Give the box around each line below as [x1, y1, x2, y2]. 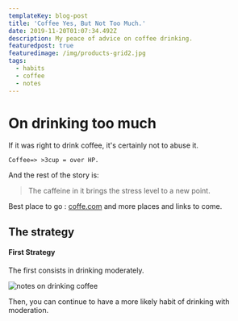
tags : [8, 57, 27, 65]
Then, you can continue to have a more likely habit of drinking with [8, 297, 230, 306]
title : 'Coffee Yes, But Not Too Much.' [8, 19, 147, 27]
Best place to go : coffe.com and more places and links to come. [8, 202, 223, 211]
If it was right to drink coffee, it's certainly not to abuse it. [8, 140, 199, 150]
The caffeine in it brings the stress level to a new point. [27, 186, 211, 196]
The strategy [8, 225, 75, 239]
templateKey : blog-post [8, 11, 89, 20]
